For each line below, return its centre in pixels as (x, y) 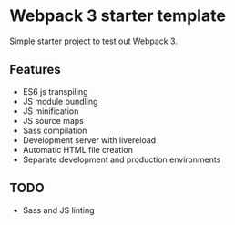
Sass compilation (55, 130)
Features (35, 70)
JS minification (51, 111)
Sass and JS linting (58, 210)
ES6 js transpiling (55, 91)
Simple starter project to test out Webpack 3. (93, 41)
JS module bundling (60, 101)
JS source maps (53, 120)
